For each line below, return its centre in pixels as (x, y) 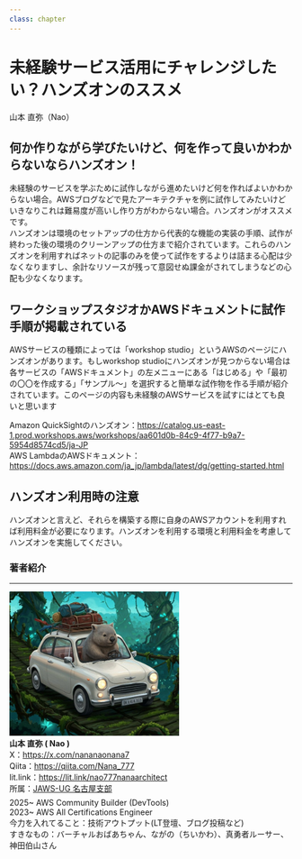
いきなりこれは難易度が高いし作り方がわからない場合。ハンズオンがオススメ (151, 211)
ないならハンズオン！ (80, 164)
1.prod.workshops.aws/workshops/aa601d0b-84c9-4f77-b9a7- (127, 435)
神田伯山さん (33, 845)
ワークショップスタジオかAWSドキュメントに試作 (147, 310)
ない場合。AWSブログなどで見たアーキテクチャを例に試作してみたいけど (151, 199)
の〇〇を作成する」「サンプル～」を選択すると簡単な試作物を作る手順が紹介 (149, 384)
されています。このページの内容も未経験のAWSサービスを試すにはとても (143, 395)
